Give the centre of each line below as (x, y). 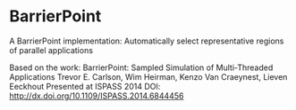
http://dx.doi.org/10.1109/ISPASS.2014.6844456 (97, 96)
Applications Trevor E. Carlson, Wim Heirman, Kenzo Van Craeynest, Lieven (148, 76)
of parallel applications (51, 50)
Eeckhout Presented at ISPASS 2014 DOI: (85, 86)
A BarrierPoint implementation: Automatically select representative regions (147, 41)
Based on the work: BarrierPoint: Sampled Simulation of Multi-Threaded (141, 67)
